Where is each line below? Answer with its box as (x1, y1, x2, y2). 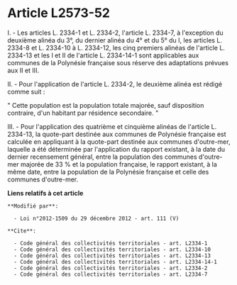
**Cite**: (7, 227, 37, 235)
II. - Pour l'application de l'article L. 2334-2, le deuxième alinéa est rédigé (7, 79, 222, 88)
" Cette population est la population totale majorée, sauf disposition (7, 101, 204, 109)
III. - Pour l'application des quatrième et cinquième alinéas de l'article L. (7, 122, 217, 130)
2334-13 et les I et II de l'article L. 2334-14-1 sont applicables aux (7, 51, 199, 60)
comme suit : (7, 87, 45, 96)
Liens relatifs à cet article (7, 189, 84, 197)
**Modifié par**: (7, 202, 59, 210)
